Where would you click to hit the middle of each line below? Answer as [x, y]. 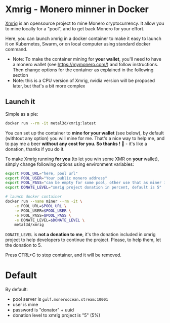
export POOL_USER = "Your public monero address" [56, 178]
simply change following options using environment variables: [70, 164]
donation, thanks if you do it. [35, 149]
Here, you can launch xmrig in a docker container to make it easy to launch [83, 38]
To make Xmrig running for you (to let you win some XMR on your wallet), [82, 159]
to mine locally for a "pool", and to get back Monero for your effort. [75, 28]
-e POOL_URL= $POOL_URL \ [40, 206]
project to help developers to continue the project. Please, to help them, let [83, 240]
